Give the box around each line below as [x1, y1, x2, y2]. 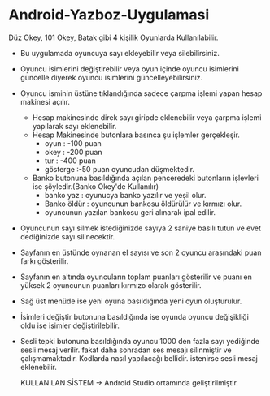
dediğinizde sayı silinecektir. [20, 231, 115, 241]
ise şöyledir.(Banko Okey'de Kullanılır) [32, 181, 159, 192]
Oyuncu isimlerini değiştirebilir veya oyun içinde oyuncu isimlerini [20, 63, 240, 74]
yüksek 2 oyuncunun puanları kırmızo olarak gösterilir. [20, 280, 202, 290]
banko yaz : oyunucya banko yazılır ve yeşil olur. [44, 190, 207, 200]
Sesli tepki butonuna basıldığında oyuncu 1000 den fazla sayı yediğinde [20, 336, 260, 346]
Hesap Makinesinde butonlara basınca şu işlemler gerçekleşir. [32, 130, 240, 140]
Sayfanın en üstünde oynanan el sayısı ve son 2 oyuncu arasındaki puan [20, 247, 262, 257]
